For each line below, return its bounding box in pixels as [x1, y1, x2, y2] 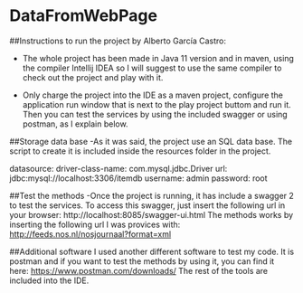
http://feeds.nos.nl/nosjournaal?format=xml [9, 228, 172, 240]
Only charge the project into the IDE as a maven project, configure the [22, 90, 283, 100]
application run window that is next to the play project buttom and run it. [22, 99, 291, 109]
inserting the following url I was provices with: [9, 219, 181, 230]
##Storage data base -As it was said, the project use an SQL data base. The [9, 136, 292, 146]
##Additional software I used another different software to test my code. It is [9, 246, 295, 257]
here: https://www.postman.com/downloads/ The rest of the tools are [9, 265, 269, 276]
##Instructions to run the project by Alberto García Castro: [9, 35, 227, 46]
